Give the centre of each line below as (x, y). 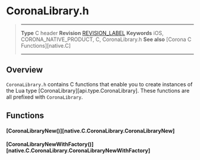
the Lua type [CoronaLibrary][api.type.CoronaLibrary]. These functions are (98, 90)
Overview (25, 70)
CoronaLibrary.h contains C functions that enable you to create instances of (99, 84)
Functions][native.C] (46, 45)
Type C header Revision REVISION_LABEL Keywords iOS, (92, 33)
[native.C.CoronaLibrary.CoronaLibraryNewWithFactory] (78, 150)
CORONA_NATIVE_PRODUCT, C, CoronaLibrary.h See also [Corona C (106, 39)
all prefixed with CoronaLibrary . (45, 97)
